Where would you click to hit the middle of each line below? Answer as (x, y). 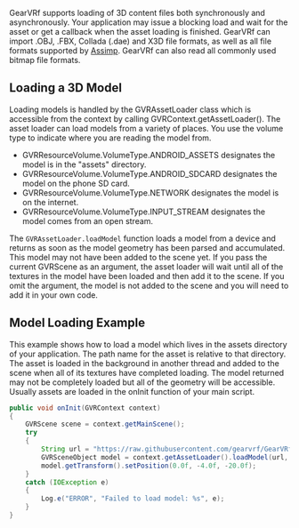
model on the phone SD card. (76, 183)
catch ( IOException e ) (67, 482)
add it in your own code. (53, 295)
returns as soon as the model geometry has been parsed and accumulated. (147, 247)
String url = (65, 449)
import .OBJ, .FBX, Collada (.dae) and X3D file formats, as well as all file (141, 41)
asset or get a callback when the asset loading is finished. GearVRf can (140, 32)
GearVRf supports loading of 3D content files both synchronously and (137, 13)
